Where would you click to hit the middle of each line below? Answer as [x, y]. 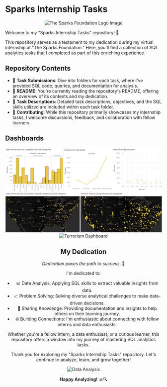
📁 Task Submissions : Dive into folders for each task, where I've [78, 80]
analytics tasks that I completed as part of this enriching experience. [75, 53]
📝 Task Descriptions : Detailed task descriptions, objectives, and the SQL [87, 101]
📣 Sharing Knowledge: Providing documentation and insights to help [87, 308]
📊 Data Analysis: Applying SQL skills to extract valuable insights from [87, 283]
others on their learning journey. [87, 314]
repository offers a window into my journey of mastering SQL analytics [83, 340]
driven [76, 303]
